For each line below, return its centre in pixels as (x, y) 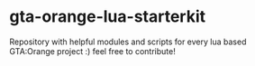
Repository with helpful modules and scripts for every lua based (128, 42)
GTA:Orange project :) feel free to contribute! (92, 51)
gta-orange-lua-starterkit (108, 17)
